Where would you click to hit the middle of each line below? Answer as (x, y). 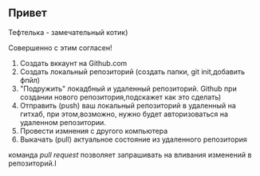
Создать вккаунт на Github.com (73, 63)
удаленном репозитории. (63, 122)
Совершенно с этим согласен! (61, 48)
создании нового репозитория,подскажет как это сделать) (120, 97)
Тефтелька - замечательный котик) (68, 32)
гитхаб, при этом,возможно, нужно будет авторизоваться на (124, 114)
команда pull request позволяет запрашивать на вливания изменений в (130, 154)
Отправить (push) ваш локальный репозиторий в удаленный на (128, 105)
